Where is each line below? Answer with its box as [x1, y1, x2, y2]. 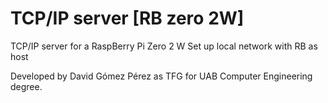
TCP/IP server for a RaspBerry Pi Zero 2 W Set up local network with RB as [10, 40, 318, 52]
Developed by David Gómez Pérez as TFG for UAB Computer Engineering [10, 70, 313, 82]
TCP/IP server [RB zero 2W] [10, 7, 245, 30]
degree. [10, 80, 43, 92]
